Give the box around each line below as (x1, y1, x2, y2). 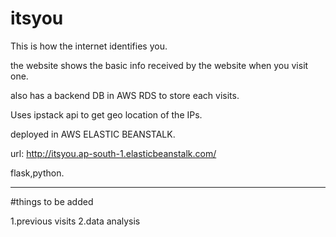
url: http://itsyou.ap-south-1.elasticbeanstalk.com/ (10, 147, 217, 159)
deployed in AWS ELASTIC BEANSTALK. (10, 128, 176, 140)
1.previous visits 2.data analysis (10, 215, 141, 227)
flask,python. (10, 167, 65, 179)
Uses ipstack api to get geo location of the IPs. (10, 108, 203, 121)
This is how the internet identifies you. (10, 40, 168, 52)
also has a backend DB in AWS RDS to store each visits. (10, 89, 240, 101)
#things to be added (10, 195, 94, 207)
